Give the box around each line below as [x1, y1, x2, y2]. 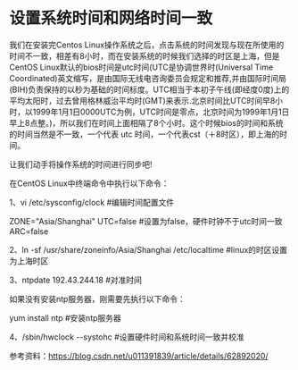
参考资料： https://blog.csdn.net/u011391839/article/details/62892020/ [9, 350, 269, 361]
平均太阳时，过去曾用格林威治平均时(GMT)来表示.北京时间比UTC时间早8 [9, 95, 276, 105]
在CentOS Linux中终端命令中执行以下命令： [9, 178, 170, 189]
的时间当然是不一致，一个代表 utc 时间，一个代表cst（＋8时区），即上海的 [9, 129, 280, 139]
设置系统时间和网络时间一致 [9, 8, 213, 29]
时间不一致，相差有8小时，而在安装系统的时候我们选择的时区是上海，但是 [9, 50, 280, 61]
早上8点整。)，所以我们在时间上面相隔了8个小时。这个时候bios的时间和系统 [9, 117, 284, 128]
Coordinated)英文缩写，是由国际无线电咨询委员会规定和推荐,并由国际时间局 [9, 72, 287, 83]
